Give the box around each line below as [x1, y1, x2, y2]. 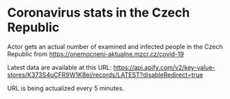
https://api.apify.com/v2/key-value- [113, 63, 216, 71]
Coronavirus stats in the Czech [7, 5, 190, 21]
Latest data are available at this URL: [7, 63, 112, 71]
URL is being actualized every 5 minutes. [7, 84, 124, 92]
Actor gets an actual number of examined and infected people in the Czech [7, 42, 223, 51]
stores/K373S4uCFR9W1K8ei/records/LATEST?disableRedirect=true [7, 71, 204, 79]
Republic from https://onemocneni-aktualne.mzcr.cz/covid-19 [7, 50, 185, 58]
